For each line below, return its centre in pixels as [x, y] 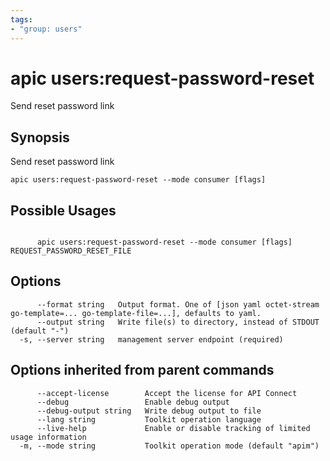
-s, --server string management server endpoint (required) [151, 339]
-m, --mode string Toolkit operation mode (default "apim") [169, 446]
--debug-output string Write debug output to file [149, 411]
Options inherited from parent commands [142, 370]
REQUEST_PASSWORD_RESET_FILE [71, 251]
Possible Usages [63, 210]
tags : [21, 19]
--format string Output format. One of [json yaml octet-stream [178, 304]
